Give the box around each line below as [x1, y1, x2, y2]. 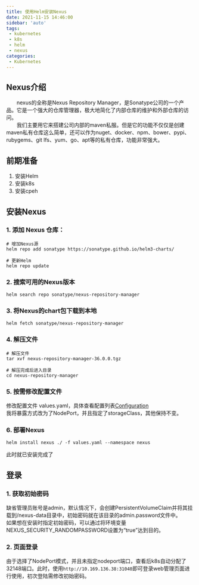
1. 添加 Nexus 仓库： [6, 226, 65, 234]
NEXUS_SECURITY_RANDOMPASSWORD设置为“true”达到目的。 [6, 526, 164, 534]
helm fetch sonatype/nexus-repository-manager [6, 320, 124, 327]
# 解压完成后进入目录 [6, 367, 52, 373]
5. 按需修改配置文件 [6, 387, 63, 395]
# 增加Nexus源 [6, 241, 39, 247]
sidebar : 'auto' [6, 20, 46, 26]
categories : [6, 53, 36, 59]
